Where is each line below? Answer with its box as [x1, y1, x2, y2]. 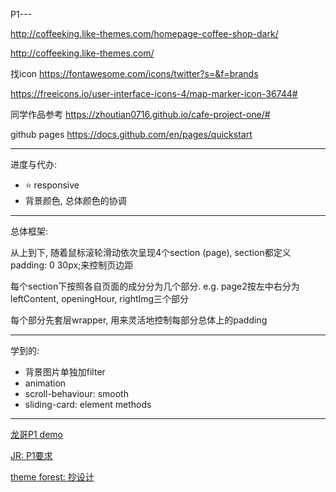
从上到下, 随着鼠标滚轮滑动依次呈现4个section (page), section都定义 [10, 247, 292, 258]
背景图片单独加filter [24, 366, 106, 378]
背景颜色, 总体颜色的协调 [24, 195, 127, 206]
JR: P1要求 [10, 450, 53, 461]
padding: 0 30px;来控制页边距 [10, 259, 134, 271]
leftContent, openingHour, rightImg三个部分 [10, 293, 190, 304]
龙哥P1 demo [10, 429, 63, 440]
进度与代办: [10, 159, 58, 170]
